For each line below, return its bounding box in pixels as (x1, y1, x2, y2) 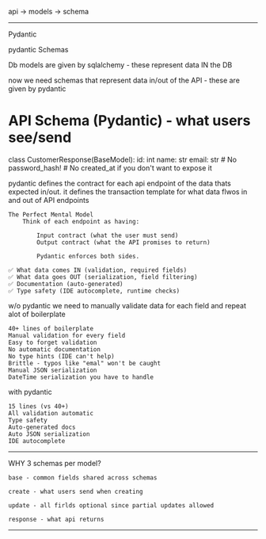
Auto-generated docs (8, 423, 77, 431)
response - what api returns (8, 515, 104, 523)
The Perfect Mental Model (8, 210, 93, 219)
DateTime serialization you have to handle (8, 373, 154, 381)
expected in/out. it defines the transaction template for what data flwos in (8, 186, 248, 197)
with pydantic (8, 387, 53, 396)
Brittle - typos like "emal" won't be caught (8, 359, 161, 367)
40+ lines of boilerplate (8, 324, 93, 332)
